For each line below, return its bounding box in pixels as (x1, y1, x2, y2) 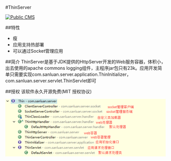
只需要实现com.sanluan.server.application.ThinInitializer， (9, 71, 131, 77)
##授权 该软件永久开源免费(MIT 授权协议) (5, 89, 92, 94)
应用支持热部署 (12, 42, 44, 48)
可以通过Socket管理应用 (12, 48, 64, 54)
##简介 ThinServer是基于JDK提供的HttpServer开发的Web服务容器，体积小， (5, 59, 166, 65)
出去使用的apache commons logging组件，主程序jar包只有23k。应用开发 (5, 65, 158, 71)
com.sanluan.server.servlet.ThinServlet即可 (5, 78, 97, 84)
